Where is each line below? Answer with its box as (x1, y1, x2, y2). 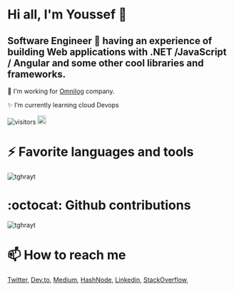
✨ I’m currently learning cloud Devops (7, 101, 119, 109)
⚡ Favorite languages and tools (7, 144, 194, 160)
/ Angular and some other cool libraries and (7, 57, 205, 69)
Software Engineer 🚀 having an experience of (7, 35, 213, 47)
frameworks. (7, 68, 66, 80)
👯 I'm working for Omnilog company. (7, 87, 116, 95)
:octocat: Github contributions (7, 197, 191, 213)
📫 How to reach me (7, 247, 126, 263)
